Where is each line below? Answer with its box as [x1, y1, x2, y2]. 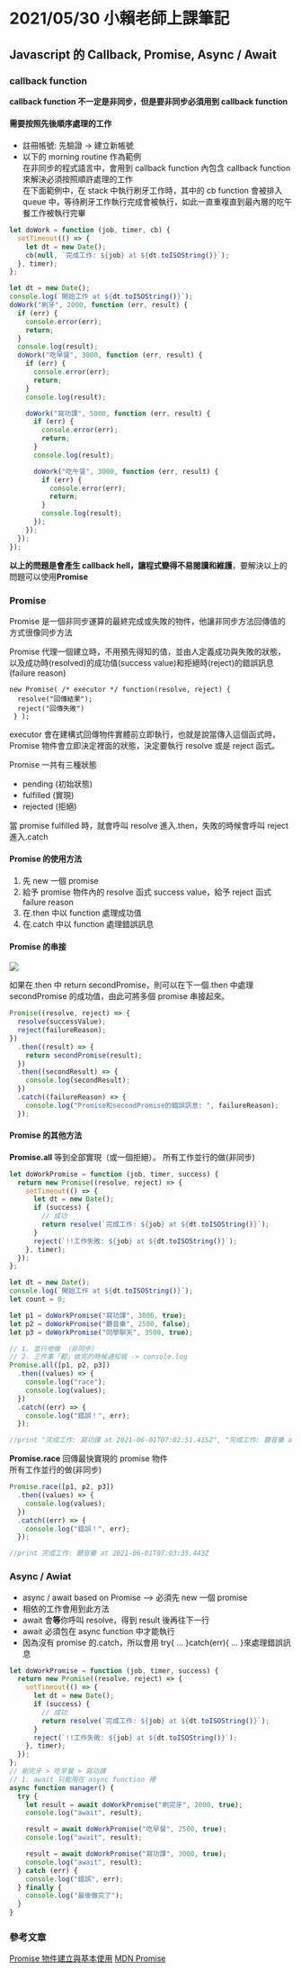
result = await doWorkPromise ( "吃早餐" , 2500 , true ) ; [25, 1825, 227, 1834]
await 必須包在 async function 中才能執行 [22, 1625, 175, 1636]
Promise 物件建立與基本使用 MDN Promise [9, 1953, 166, 1964]
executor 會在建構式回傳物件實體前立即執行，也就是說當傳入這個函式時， [9, 729, 280, 740]
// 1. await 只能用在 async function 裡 [9, 1775, 155, 1784]
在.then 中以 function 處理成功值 [22, 907, 142, 919]
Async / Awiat [9, 1570, 72, 1583]
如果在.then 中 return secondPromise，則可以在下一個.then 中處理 [9, 979, 254, 991]
